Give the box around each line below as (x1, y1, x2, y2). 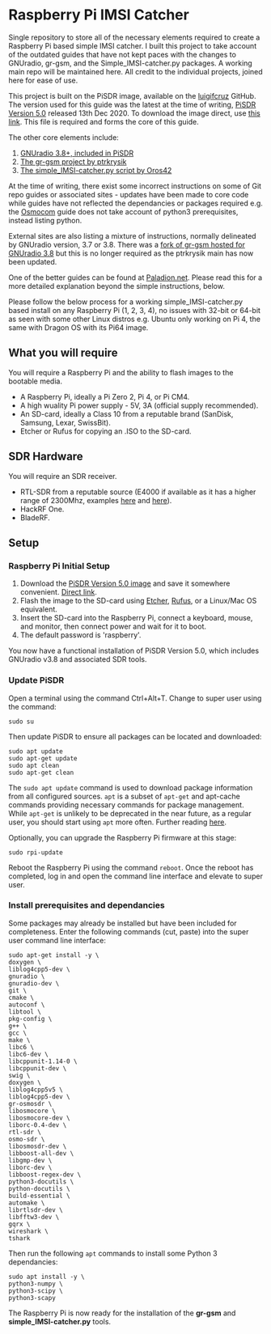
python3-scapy (8, 1294, 57, 1302)
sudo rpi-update (8, 848, 63, 857)
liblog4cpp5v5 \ (8, 1086, 63, 1094)
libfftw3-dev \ (8, 1213, 60, 1221)
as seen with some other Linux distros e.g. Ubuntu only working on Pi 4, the (8, 314, 261, 324)
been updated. (8, 256, 57, 266)
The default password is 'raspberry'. (19, 630, 142, 640)
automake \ (8, 1199, 45, 1207)
